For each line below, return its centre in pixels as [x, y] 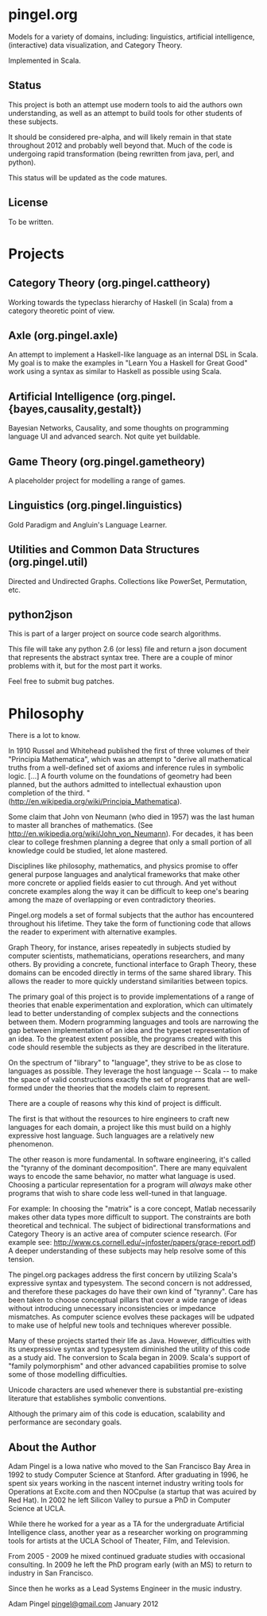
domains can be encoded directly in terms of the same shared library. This [130, 973]
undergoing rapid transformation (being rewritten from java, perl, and [121, 153]
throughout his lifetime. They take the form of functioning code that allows [130, 924]
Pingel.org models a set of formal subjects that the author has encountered [131, 915]
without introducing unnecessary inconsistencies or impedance [112, 1309]
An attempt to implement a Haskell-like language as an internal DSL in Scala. [133, 354]
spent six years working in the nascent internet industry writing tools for [126, 1483]
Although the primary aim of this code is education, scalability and [117, 1414]
